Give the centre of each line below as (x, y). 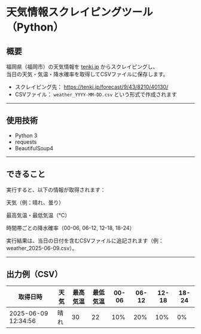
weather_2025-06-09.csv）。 (42, 248)
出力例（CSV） (34, 274)
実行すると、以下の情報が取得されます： (56, 190)
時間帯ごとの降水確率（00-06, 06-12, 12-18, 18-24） (71, 227)
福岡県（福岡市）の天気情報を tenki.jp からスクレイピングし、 (82, 67)
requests (26, 142)
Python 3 (26, 135)
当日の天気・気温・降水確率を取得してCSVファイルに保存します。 (87, 74)
